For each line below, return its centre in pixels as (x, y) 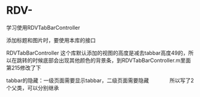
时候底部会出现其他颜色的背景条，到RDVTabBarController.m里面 (111, 60)
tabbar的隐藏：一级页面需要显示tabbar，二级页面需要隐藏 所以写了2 (100, 80)
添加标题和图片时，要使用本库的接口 (51, 40)
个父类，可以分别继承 (32, 87)
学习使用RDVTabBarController (43, 27)
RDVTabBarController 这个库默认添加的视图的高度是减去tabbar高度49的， (97, 53)
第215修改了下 (24, 68)
